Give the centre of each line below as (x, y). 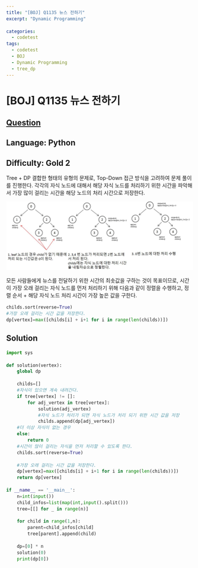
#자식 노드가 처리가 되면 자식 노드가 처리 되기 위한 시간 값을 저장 (108, 415)
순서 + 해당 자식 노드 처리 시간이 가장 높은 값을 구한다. (75, 296)
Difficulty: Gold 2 (38, 163)
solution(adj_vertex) (65, 409)
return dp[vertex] (39, 478)
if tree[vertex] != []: (46, 396)
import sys (20, 352)
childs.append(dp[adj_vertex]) (76, 421)
